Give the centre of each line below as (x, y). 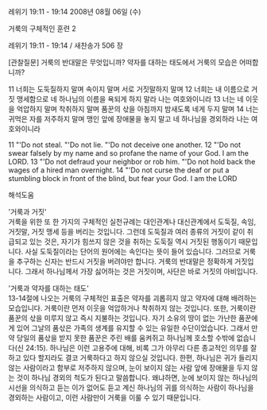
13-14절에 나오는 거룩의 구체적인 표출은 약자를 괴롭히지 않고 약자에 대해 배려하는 (132, 298)
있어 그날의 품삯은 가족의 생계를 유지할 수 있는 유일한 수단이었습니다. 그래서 (133, 328)
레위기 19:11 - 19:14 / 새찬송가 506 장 (66, 45)
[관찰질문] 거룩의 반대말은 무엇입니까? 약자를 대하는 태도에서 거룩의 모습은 (123, 62)
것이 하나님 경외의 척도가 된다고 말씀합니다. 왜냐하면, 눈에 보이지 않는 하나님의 (137, 377)
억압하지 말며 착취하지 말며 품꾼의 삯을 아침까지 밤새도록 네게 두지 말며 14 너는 (137, 109)
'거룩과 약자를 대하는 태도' (48, 288)
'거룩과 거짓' (27, 212)
